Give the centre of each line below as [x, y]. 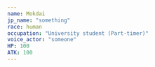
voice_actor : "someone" [42, 40]
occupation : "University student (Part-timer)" [78, 33]
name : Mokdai [26, 14]
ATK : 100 [20, 53]
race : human [25, 27]
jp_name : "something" [39, 20]
